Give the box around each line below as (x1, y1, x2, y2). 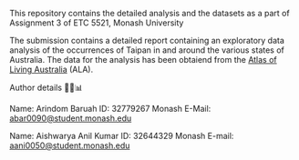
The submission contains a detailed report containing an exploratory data (9, 35, 285, 45)
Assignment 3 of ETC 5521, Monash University (9, 17, 184, 28)
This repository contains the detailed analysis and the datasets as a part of (9, 8, 290, 18)
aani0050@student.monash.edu (9, 140, 130, 151)
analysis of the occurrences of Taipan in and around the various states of (9, 45, 284, 55)
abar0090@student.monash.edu (9, 113, 132, 124)
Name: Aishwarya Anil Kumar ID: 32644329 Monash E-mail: (9, 131, 234, 141)
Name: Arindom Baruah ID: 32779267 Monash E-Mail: (9, 104, 211, 114)
